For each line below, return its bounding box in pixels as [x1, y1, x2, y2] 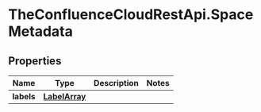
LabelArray [43, 91, 86, 102]
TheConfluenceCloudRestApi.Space [8, 6, 254, 24]
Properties [8, 54, 62, 68]
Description [94, 78, 139, 88]
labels [12, 91, 36, 102]
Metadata [8, 22, 73, 41]
